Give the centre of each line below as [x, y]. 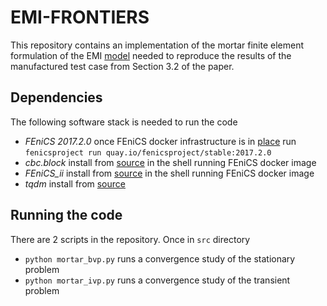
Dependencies [56, 97]
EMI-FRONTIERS [80, 17]
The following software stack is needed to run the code [124, 122]
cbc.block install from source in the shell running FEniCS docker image [170, 162]
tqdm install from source [75, 183]
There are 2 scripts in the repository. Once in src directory [130, 239]
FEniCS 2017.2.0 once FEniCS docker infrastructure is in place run [160, 141]
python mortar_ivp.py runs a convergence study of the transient [157, 280]
